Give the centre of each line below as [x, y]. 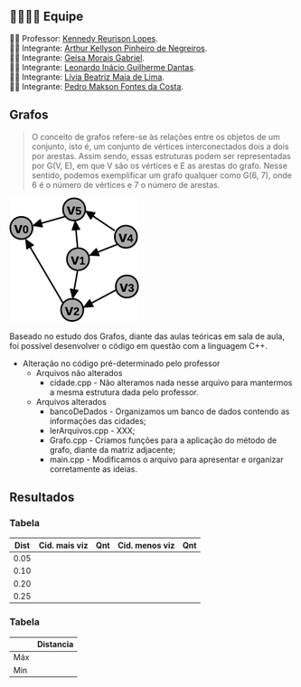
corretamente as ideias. [94, 469]
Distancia [56, 645]
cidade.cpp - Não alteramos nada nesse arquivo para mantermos [171, 382]
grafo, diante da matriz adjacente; [113, 449]
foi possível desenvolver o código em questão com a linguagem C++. [139, 345]
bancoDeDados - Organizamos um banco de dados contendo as [169, 411]
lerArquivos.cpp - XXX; [92, 430]
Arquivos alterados [71, 401]
